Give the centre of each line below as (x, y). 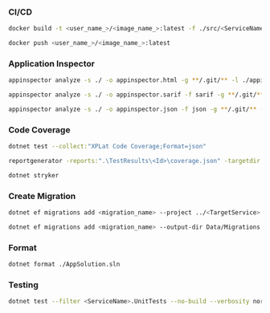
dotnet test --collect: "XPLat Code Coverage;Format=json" (107, 147)
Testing (23, 285)
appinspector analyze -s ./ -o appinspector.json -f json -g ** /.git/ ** (133, 110)
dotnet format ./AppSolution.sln (64, 264)
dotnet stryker (34, 176)
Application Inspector (51, 63)
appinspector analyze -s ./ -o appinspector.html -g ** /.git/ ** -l (124, 80)
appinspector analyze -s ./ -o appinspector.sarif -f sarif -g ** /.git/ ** (136, 95)
